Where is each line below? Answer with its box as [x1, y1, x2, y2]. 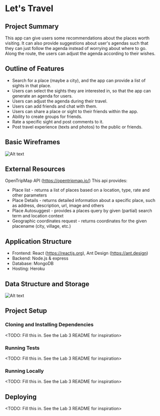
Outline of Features [5, 65, 64, 73]
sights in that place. [12, 83, 52, 88]
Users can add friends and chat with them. [12, 103, 98, 109]
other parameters [12, 192, 47, 198]
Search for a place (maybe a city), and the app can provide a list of [12, 77, 146, 83]
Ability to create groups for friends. [12, 114, 82, 119]
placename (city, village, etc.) [12, 223, 71, 229]
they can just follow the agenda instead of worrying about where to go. [5, 46, 147, 51]
